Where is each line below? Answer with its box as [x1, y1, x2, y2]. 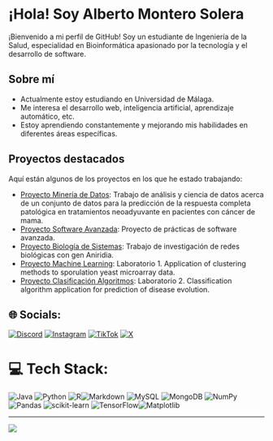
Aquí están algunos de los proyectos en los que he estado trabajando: [8, 174, 243, 184]
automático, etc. [19, 111, 75, 121]
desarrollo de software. [8, 49, 87, 58]
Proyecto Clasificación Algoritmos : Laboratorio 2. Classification [19, 275, 232, 285]
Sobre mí [8, 72, 55, 86]
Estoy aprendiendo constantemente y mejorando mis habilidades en [19, 119, 248, 130]
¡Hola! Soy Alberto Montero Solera [8, 5, 245, 24]
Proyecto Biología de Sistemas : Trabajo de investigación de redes [19, 241, 240, 251]
